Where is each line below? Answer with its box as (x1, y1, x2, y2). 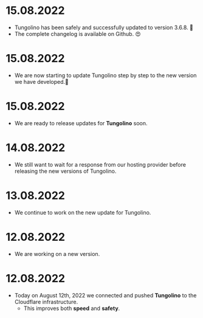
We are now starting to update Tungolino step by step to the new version (14, 71, 197, 79)
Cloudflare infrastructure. (14, 298, 78, 305)
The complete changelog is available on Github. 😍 (14, 30, 141, 37)
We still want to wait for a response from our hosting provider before (14, 161, 187, 168)
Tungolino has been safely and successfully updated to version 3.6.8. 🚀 (14, 24, 194, 31)
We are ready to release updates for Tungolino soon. (14, 119, 148, 126)
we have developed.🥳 (14, 78, 69, 85)
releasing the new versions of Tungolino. (14, 167, 117, 175)
